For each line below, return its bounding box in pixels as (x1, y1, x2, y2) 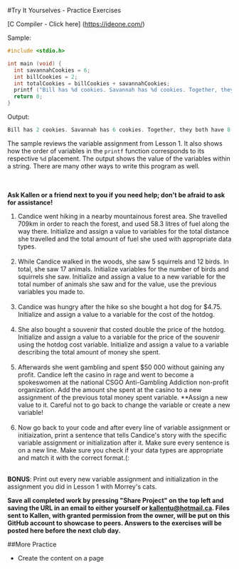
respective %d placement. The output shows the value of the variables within (7, 154, 231, 163)
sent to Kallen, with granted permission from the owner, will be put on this (7, 511, 230, 519)
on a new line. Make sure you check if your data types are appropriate (17, 445, 223, 454)
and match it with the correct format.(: (17, 453, 129, 462)
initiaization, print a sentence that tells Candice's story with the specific (17, 430, 227, 439)
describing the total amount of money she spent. (17, 347, 161, 356)
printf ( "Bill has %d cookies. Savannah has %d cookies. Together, (14, 87, 218, 94)
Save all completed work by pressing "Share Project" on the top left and (7, 496, 224, 504)
